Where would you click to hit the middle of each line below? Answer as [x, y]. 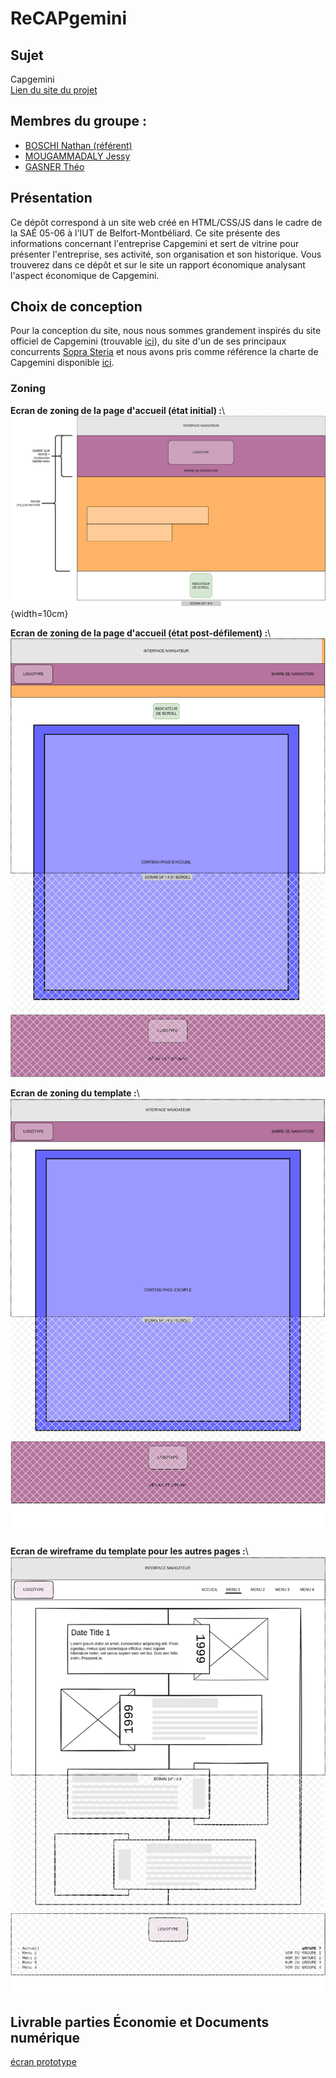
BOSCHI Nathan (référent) [78, 145]
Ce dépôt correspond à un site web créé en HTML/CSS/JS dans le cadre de [166, 222]
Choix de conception [76, 307]
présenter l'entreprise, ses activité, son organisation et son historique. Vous [166, 254]
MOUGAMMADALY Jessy [77, 156]
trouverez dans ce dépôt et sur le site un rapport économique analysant [158, 264]
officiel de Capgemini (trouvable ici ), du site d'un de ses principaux [148, 341]
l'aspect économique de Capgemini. [85, 275]
